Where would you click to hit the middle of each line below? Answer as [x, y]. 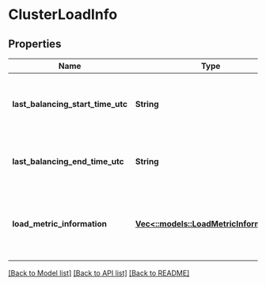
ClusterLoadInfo [63, 15]
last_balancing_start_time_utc [70, 104]
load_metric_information [59, 224]
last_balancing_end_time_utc [68, 161]
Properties [35, 44]
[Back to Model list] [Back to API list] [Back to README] [99, 273]
